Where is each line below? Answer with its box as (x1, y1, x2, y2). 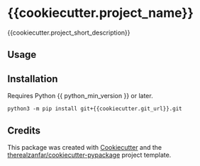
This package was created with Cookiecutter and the (7, 143, 162, 151)
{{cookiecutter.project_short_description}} (7, 28, 130, 37)
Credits (7, 124, 41, 136)
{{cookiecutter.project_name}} (7, 5, 194, 21)
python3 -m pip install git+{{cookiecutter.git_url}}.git (7, 105, 182, 112)
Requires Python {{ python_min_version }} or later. (7, 92, 154, 100)
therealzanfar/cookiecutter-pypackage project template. (7, 150, 172, 159)
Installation (7, 73, 58, 85)
